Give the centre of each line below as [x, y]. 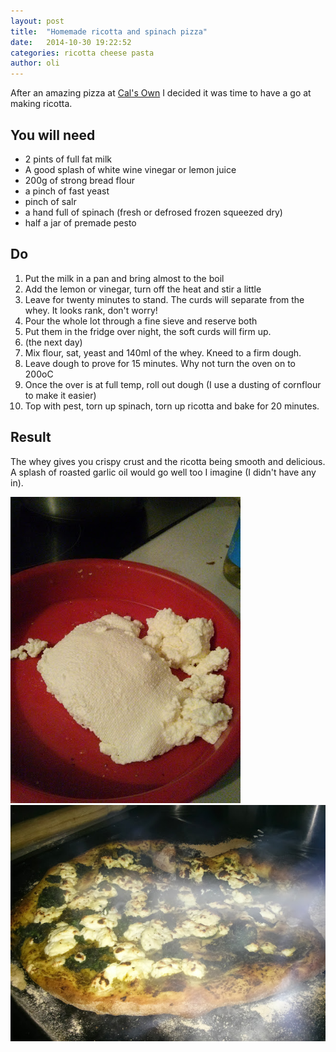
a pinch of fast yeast [67, 191]
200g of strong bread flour [80, 180]
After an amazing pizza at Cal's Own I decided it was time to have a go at [161, 93]
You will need [53, 135]
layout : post [37, 21]
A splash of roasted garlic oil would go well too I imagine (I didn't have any [163, 472]
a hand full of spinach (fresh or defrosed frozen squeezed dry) [153, 212]
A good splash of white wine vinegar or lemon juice [130, 169]
